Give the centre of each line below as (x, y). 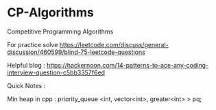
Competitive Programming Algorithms (60, 31)
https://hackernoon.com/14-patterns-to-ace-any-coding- (128, 65)
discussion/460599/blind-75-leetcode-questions (76, 52)
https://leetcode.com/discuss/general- (114, 44)
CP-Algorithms (50, 13)
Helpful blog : (26, 65)
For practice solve (33, 44)
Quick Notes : (26, 85)
